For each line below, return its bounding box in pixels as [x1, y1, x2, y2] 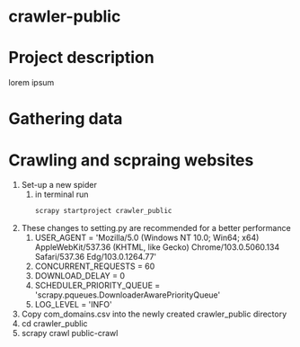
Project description [8, 48, 154, 68]
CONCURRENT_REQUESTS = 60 [34, 261, 155, 271]
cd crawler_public [21, 318, 88, 329]
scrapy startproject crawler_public [34, 207, 172, 216]
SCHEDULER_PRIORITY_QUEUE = [34, 280, 161, 291]
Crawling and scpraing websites [8, 150, 254, 170]
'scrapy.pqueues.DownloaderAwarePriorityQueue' [34, 289, 221, 300]
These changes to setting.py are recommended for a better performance [21, 223, 291, 234]
